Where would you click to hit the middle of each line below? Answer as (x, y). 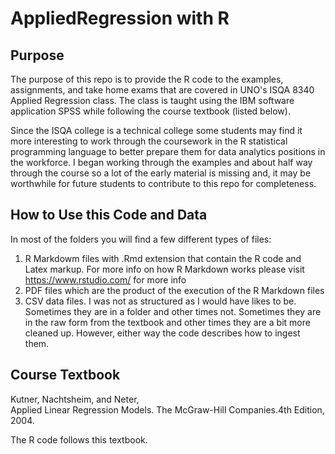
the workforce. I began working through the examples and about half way (161, 162)
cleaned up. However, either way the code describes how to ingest (162, 333)
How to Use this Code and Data (109, 215)
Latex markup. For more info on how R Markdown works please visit (164, 269)
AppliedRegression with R (120, 18)
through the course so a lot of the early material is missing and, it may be (161, 173)
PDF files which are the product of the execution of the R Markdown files (174, 290)
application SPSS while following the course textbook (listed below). (150, 111)
